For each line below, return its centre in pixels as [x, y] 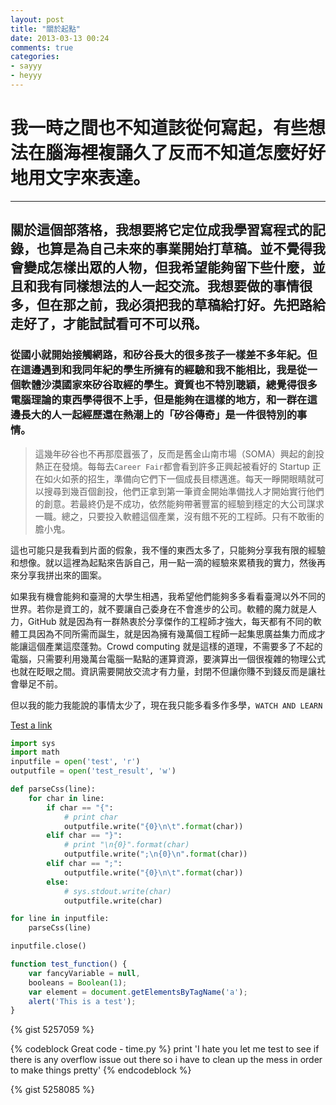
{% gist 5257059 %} [52, 1030]
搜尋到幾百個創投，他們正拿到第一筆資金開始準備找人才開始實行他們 [184, 491]
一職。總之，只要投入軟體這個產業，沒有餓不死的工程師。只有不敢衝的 [179, 516]
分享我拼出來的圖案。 [62, 575]
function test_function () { [69, 964]
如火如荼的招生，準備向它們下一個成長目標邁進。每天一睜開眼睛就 [179, 478]
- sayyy [26, 66]
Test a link [31, 725]
